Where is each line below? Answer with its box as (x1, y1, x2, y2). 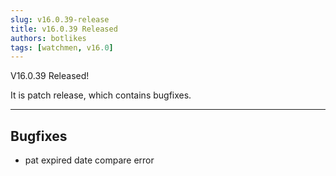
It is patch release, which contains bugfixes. (10, 89, 192, 101)
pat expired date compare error (24, 154, 155, 166)
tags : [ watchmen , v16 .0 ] (10, 42, 114, 53)
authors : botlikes (10, 33, 87, 43)
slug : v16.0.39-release (10, 14, 110, 25)
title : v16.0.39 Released (10, 24, 118, 34)
